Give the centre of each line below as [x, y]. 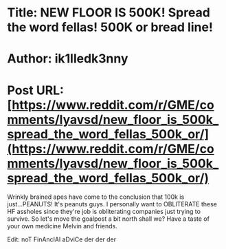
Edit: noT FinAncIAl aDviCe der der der [62, 239]
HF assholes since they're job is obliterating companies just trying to [104, 212]
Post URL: [35, 90]
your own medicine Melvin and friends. [63, 226]
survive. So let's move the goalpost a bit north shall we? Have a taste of [108, 219]
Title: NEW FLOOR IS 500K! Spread [109, 13]
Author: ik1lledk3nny [68, 59]
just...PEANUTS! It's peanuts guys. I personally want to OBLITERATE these [112, 204]
